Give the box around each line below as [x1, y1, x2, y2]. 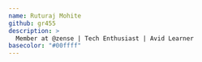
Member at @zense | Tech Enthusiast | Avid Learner [15, 34, 195, 43]
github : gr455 [8, 19, 57, 27]
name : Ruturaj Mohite [8, 11, 82, 20]
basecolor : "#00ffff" [8, 42, 82, 50]
